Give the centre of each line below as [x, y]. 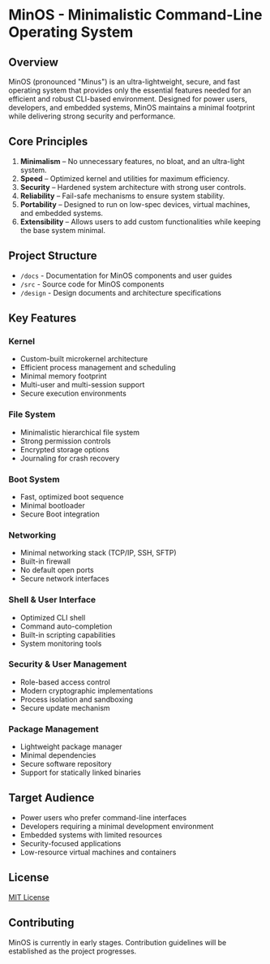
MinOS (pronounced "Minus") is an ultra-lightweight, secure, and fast [124, 82]
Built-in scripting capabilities [68, 634]
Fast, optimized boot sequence [72, 496]
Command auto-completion [66, 626]
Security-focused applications [71, 843]
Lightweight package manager [71, 747]
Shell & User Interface [52, 600]
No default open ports [57, 570]
